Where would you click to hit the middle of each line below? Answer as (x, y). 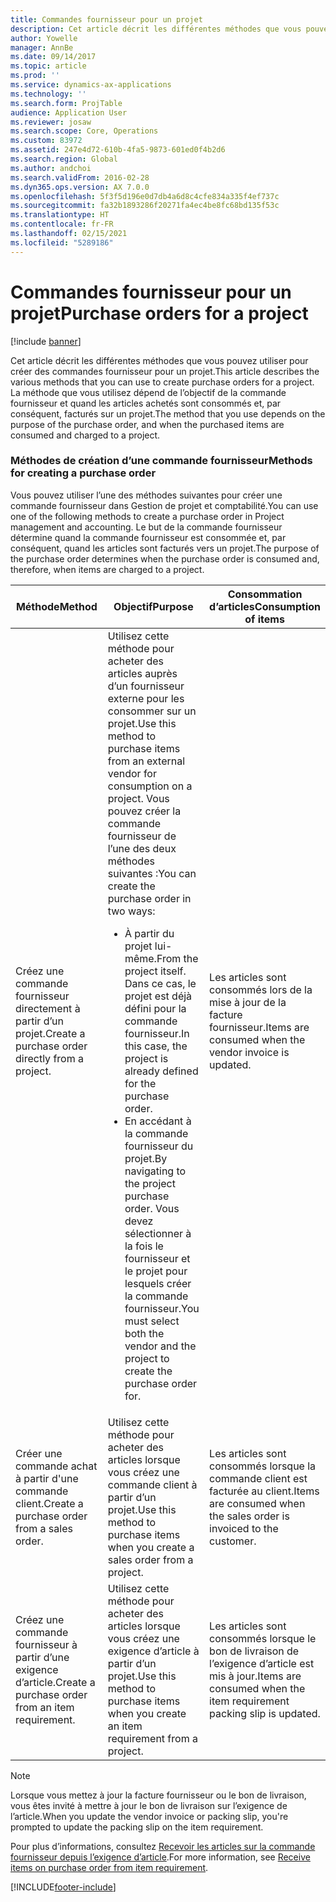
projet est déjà (158, 996)
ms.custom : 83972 (46, 141)
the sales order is (249, 1516)
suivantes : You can (152, 873)
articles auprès (142, 673)
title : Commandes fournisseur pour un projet (106, 19)
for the (140, 1083)
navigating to (155, 1171)
